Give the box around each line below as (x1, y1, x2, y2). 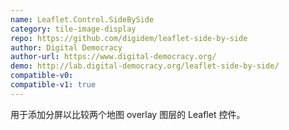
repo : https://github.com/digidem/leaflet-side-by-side (10, 33, 248, 43)
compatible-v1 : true (10, 80, 97, 90)
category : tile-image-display (10, 24, 137, 34)
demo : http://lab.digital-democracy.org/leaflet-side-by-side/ (10, 61, 280, 71)
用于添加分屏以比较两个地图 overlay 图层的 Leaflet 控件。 (10, 108, 246, 120)
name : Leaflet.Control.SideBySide (10, 14, 155, 25)
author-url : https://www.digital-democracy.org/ (10, 52, 217, 62)
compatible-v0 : (10, 71, 74, 81)
